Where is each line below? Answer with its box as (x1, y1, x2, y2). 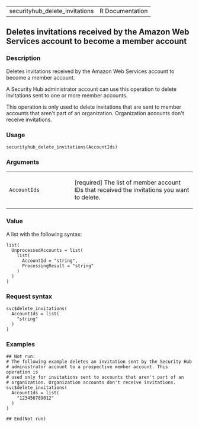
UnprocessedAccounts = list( (11, 247, 84, 253)
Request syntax (6, 292, 52, 301)
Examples (6, 340, 36, 348)
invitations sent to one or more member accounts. (6, 91, 128, 99)
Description (6, 54, 41, 62)
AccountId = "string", (21, 258, 78, 264)
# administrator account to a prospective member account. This (6, 364, 168, 370)
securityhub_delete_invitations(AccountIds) (6, 144, 118, 150)
